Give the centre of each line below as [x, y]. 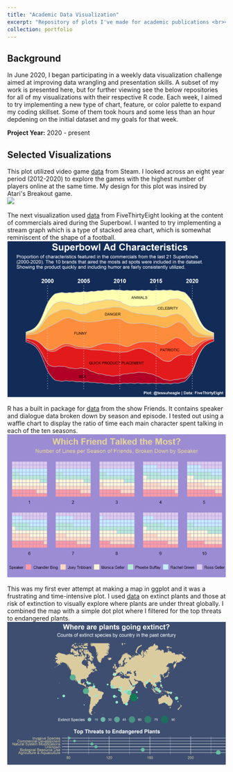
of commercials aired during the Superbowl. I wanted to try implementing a [114, 223]
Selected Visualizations [60, 155]
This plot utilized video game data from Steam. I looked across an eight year [116, 171]
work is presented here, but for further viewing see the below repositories [113, 90]
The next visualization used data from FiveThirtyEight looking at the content [115, 215]
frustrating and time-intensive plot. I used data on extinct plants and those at [116, 596]
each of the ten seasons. [43, 431]
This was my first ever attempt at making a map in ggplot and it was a [106, 589]
